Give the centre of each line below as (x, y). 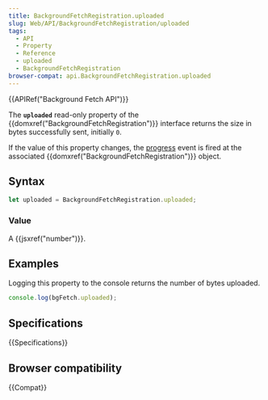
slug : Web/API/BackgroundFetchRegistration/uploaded (99, 23)
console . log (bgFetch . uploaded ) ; (63, 298)
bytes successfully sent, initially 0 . (65, 132)
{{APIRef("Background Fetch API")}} (69, 99)
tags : (17, 31)
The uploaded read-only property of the (74, 115)
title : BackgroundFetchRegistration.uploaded (86, 16)
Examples (33, 264)
